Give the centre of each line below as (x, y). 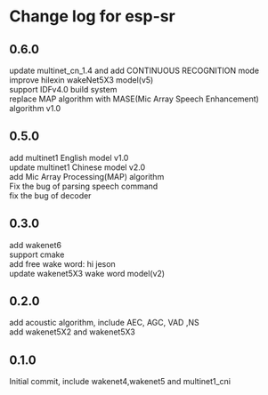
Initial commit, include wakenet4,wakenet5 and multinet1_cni (120, 382)
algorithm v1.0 (35, 108)
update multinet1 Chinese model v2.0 (77, 167)
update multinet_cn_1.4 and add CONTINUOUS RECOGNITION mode (134, 70)
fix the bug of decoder (50, 195)
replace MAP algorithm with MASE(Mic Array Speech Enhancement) (134, 99)
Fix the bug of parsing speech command (84, 186)
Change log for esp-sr (92, 16)
